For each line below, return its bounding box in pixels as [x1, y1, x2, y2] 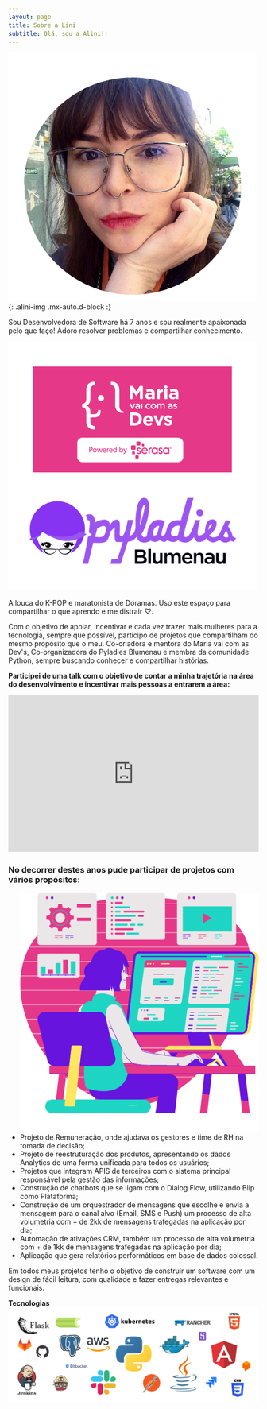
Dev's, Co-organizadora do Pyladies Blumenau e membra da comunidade [8, 648, 250, 657]
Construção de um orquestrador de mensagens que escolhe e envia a [19, 1200, 250, 1210]
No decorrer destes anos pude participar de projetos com [8, 865, 234, 876]
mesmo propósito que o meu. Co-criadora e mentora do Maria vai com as [8, 639, 250, 648]
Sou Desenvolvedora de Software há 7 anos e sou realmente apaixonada [8, 318, 246, 327]
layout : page [8, 13, 52, 21]
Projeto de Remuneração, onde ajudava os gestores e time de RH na [19, 1132, 244, 1142]
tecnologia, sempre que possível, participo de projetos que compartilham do [8, 630, 258, 640]
